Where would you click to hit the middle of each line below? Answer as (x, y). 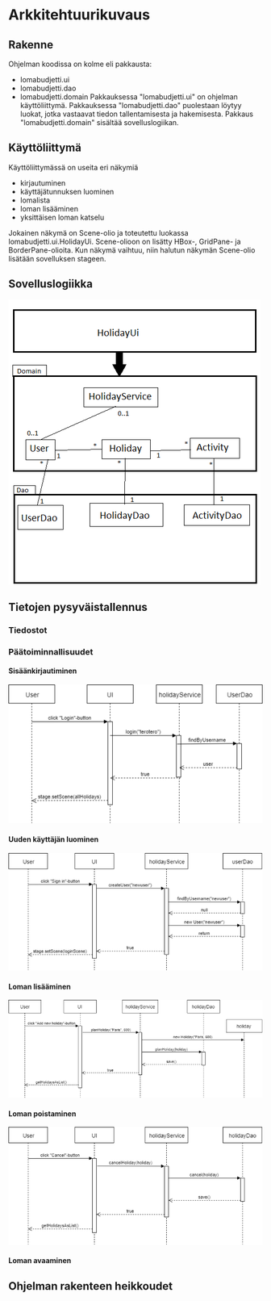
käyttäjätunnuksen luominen (67, 191)
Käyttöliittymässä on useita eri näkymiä (73, 167)
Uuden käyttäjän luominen (54, 839)
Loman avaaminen (40, 1261)
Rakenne (31, 45)
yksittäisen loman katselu (62, 217)
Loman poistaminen (42, 1113)
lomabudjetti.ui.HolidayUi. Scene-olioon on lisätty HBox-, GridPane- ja (125, 241)
